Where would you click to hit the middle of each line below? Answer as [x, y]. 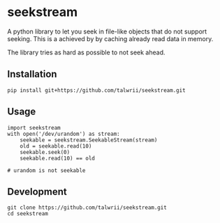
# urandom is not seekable [46, 170]
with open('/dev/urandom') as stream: [64, 134]
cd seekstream [28, 214]
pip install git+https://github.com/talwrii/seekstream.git [97, 90]
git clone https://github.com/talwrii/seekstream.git [87, 208]
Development [37, 191]
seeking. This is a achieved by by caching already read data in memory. [110, 38]
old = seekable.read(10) [56, 146]
